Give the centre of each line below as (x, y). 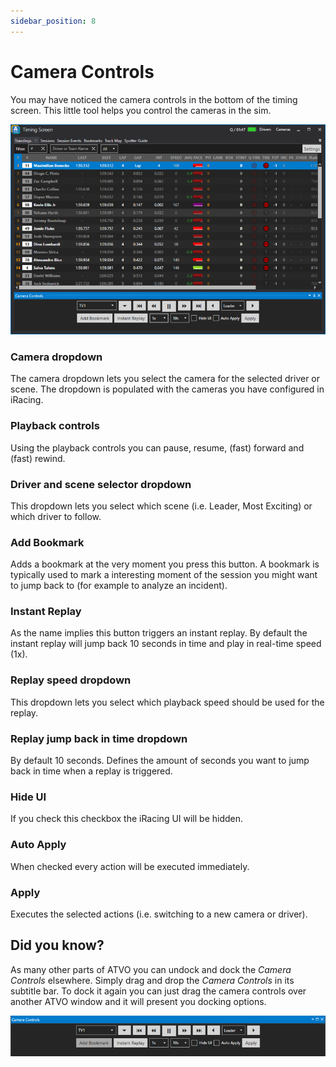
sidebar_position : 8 (53, 21)
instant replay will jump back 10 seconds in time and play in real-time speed (166, 644)
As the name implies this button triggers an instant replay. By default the (159, 633)
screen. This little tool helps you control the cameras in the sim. (141, 110)
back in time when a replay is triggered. (91, 771)
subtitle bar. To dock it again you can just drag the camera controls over (158, 991)
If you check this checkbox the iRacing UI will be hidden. (127, 819)
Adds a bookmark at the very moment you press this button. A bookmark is (165, 564)
